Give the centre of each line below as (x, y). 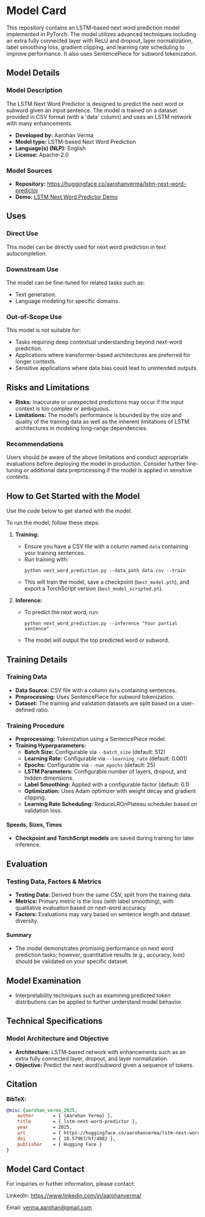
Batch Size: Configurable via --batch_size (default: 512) (95, 752)
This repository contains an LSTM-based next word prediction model (93, 28)
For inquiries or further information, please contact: (71, 1184)
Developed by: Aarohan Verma (54, 135)
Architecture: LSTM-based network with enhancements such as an (100, 1052)
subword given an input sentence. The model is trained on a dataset (92, 110)
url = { (39, 1133)
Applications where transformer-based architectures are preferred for (103, 355)
